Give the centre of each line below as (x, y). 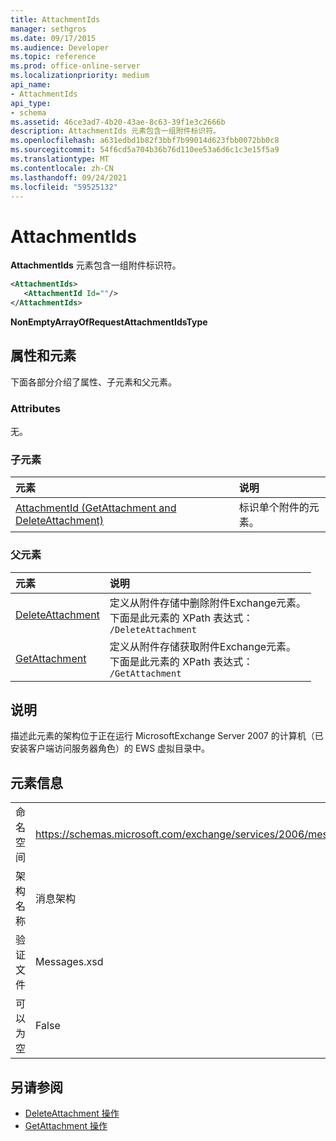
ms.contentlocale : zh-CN (62, 168)
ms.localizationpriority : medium (80, 76)
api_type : (31, 103)
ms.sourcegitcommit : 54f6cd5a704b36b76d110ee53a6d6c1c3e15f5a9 (145, 150)
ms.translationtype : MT (60, 159)
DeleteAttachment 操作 (72, 1113)
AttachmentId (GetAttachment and (96, 508)
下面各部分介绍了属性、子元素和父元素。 (93, 382)
